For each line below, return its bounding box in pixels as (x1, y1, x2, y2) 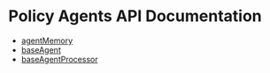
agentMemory (20, 35, 73, 46)
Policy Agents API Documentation (8, 6, 262, 26)
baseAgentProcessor (20, 54, 98, 64)
